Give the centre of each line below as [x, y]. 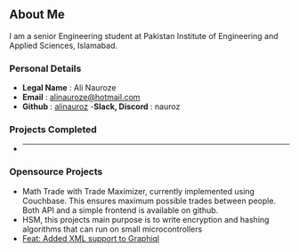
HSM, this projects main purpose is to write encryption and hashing [145, 219]
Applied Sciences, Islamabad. [64, 45]
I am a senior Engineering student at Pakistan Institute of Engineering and [144, 35]
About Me [37, 15]
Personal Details [45, 68]
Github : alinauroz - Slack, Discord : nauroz [101, 106]
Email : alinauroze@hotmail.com [81, 98]
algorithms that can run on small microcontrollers [112, 229]
